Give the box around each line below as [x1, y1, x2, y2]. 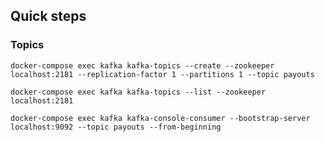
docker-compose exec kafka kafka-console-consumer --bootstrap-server [10, 113, 311, 123]
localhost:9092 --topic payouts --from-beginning [10, 122, 222, 132]
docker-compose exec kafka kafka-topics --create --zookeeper [10, 60, 275, 71]
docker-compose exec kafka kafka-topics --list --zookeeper [10, 87, 267, 97]
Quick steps [10, 8, 87, 25]
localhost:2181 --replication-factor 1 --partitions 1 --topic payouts [10, 69, 315, 79]
